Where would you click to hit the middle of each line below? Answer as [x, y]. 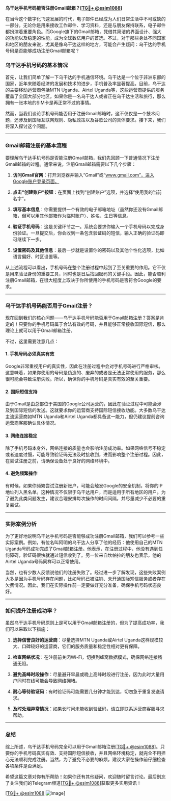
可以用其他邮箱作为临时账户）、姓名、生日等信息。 [79, 216]
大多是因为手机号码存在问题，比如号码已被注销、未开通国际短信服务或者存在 [85, 579]
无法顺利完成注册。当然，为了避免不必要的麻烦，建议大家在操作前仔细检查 [88, 759]
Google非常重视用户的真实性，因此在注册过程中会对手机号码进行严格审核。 [84, 366]
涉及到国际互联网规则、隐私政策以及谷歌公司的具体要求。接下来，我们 [92, 120]
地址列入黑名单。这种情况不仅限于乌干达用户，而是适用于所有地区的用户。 [83, 492]
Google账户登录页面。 [36, 181]
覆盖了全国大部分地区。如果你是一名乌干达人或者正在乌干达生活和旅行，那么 [85, 96]
